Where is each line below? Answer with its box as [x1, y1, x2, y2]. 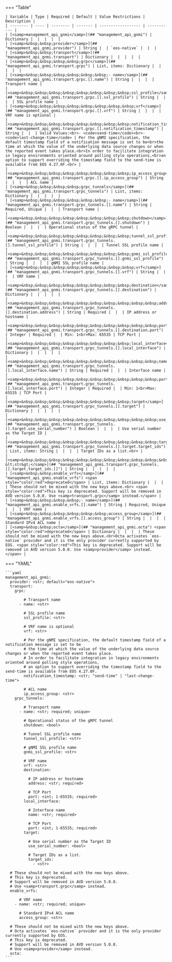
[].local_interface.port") [5, 386, 63, 391]
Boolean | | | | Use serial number [78, 426, 161, 431]
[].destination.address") [5, 310, 60, 315]
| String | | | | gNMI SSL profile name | [5, 260, 104, 266]
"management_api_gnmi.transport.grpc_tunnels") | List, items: [5, 189, 143, 194]
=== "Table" [5, 5, 32, 10]
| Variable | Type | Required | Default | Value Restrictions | [5, 14, 145, 19]
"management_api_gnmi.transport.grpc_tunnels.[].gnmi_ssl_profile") [14, 256, 164, 261]
